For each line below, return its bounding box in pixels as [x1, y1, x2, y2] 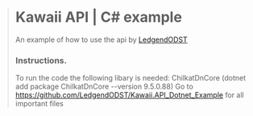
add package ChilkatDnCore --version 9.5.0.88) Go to [15, 81, 194, 92]
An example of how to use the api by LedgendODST [15, 35, 189, 44]
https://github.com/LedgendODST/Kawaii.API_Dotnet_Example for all [15, 90, 244, 100]
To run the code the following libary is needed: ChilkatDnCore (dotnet [15, 73, 247, 83]
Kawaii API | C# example [15, 8, 183, 27]
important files [15, 99, 64, 109]
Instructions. [15, 55, 68, 66]
